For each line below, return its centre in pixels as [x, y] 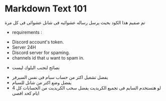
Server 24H [24, 47]
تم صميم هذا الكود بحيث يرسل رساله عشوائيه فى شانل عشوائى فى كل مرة [75, 22]
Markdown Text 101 [46, 9]
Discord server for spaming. [41, 52]
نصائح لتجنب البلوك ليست [36, 67]
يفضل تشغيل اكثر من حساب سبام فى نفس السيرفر [60, 77]
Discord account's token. [38, 42]
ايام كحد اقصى [26, 93]
